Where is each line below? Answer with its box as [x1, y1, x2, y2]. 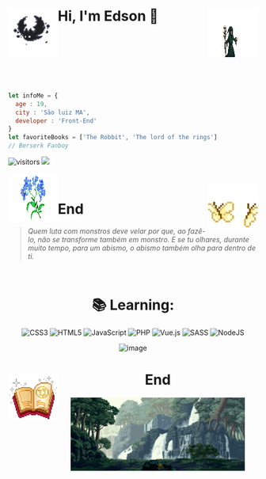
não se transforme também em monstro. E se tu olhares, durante [37, 235, 249, 244]
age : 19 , [15, 100, 47, 108]
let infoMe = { [8, 91, 59, 100]
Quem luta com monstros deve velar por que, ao [27, 226, 186, 236]
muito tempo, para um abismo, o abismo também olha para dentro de [27, 243, 256, 253]
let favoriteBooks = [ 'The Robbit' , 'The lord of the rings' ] [8, 134, 218, 142]
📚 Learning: [91, 296, 175, 314]
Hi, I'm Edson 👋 [58, 7, 159, 25]
